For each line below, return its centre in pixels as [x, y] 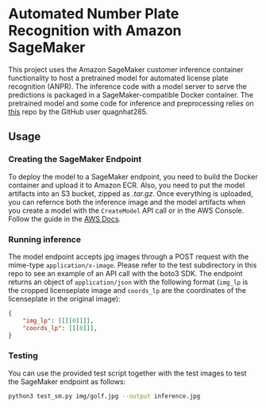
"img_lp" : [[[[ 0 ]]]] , [58, 321]
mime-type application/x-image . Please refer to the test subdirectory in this [133, 265]
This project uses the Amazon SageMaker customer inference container [126, 69]
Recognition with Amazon [95, 31]
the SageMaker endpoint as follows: [67, 381]
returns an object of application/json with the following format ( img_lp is [128, 282]
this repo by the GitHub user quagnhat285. [78, 111]
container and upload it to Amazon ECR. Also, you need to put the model [127, 185]
